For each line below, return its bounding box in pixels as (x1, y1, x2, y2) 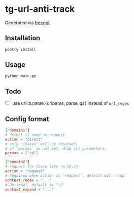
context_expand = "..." (5, 187, 54, 192)
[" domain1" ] (5, 128, 30, 133)
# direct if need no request (5, 132, 65, 137)
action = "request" (5, 169, 45, 173)
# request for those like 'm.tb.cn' (5, 164, 80, 169)
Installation (5, 34, 40, 42)
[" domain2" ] (5, 160, 30, 165)
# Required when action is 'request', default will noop (5, 173, 125, 178)
